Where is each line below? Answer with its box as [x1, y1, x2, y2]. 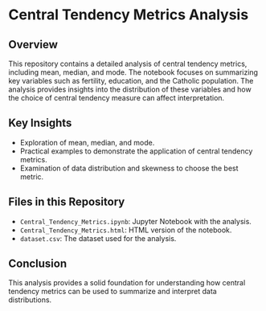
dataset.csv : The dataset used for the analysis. [19, 233, 177, 243]
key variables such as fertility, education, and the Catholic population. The [8, 76, 254, 85]
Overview [8, 38, 59, 51]
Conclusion [8, 257, 68, 271]
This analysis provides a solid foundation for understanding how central [8, 278, 246, 288]
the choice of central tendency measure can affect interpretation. [8, 93, 225, 102]
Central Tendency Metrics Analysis [8, 6, 249, 24]
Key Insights [8, 117, 72, 130]
